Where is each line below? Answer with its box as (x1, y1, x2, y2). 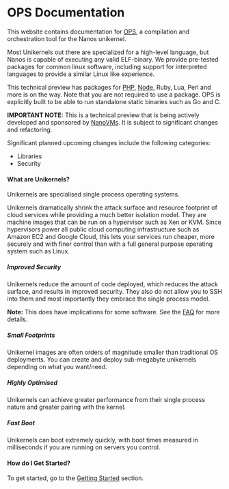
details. (7, 315, 28, 323)
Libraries (16, 152, 42, 160)
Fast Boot (7, 418, 36, 427)
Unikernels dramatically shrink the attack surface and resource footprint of (7, 203, 217, 212)
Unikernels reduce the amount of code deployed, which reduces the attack (7, 280, 219, 288)
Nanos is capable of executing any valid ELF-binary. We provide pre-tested (7, 55, 219, 63)
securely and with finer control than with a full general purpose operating (7, 240, 213, 248)
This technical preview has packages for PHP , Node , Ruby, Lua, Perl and (7, 83, 211, 91)
